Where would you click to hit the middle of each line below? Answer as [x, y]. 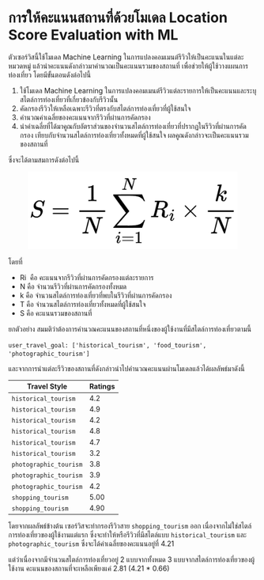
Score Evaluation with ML [93, 35]
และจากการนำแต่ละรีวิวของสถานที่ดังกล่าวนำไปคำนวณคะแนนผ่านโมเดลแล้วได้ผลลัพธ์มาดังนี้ [126, 368]
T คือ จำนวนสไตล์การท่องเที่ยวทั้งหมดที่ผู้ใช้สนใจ [83, 304]
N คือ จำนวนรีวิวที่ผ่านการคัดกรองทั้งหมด [73, 286]
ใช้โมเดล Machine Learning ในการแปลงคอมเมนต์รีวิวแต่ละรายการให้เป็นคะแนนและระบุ [138, 90]
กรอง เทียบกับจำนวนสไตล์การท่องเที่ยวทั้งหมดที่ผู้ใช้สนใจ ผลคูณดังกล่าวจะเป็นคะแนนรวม [134, 135]
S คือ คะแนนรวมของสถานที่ [56, 313]
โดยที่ [15, 261]
